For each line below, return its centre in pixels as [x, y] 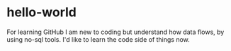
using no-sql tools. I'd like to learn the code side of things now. [98, 39]
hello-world [42, 12]
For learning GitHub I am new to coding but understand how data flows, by [115, 32]
